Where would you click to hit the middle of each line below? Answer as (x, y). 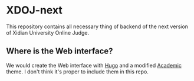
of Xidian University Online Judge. (48, 32)
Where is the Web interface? (60, 51)
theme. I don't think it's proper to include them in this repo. (78, 72)
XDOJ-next (34, 10)
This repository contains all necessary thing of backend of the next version (97, 26)
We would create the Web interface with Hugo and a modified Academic (94, 65)
